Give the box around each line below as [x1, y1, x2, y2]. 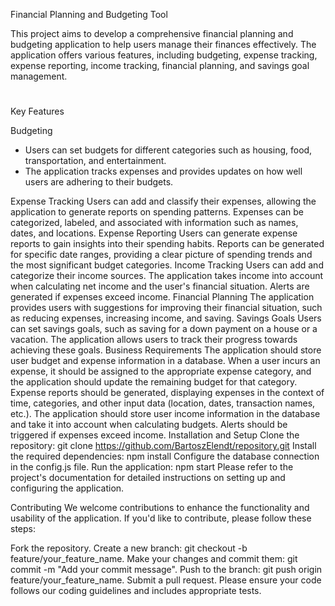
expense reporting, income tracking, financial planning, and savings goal [10, 60, 310, 71]
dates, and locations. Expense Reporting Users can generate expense [10, 227, 298, 239]
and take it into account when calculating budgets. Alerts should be [10, 419, 288, 431]
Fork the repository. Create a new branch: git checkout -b [10, 542, 248, 554]
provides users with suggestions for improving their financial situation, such [10, 302, 323, 314]
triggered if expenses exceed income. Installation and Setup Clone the [10, 429, 300, 441]
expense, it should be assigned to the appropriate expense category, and [10, 365, 312, 378]
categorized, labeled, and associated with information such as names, [10, 217, 299, 229]
